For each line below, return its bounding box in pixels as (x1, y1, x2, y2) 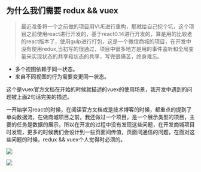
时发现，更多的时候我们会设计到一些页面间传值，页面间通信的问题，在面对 (6, 128, 190, 135)
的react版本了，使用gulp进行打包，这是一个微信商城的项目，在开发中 (20, 38, 191, 45)
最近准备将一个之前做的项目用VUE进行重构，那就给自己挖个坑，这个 (20, 23, 190, 30)
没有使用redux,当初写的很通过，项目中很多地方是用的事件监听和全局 (20, 45, 189, 52)
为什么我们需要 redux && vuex (6, 5, 118, 16)
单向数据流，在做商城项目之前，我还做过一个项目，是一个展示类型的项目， (6, 113, 190, 120)
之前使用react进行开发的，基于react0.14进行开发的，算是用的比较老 (26, 30, 193, 37)
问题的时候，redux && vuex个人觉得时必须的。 (11, 135, 126, 143)
